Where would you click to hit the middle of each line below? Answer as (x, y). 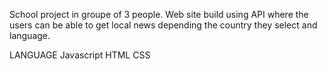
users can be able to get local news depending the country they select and (163, 25)
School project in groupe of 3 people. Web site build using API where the (159, 14)
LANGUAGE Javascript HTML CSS (80, 55)
